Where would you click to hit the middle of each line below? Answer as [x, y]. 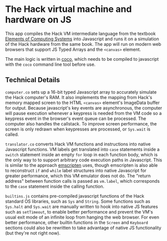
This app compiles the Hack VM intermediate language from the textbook [81, 33]
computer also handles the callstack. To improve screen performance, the [81, 123]
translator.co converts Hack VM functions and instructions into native [78, 144]
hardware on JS [38, 20]
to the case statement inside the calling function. [55, 186]
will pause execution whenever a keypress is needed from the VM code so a [83, 113]
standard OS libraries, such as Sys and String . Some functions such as [78, 201]
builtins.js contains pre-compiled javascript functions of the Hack [75, 196]
